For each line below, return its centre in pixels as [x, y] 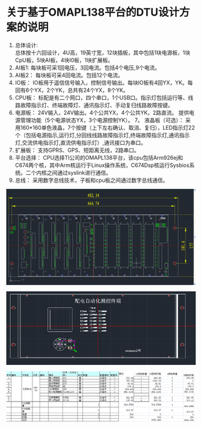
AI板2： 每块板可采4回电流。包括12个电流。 [69, 75]
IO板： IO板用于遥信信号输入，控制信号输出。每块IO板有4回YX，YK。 [101, 82]
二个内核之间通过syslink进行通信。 [69, 172]
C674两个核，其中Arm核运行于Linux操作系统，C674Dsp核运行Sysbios [102, 165]
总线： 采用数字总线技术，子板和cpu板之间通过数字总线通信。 [91, 180]
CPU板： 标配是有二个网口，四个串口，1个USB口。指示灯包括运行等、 [101, 97]
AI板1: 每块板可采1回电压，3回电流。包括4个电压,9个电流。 [87, 67]
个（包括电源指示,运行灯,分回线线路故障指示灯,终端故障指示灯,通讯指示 [102, 135]
